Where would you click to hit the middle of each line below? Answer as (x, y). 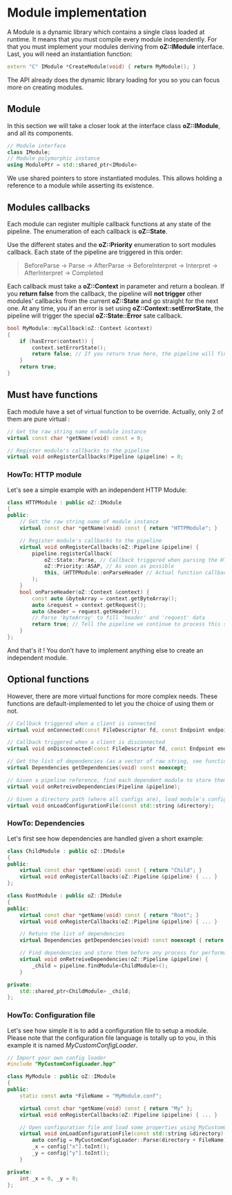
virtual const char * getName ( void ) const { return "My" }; (106, 1109)
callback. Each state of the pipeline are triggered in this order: (95, 252)
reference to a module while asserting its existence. (80, 185)
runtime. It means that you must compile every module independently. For (112, 39)
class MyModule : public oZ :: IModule (61, 1077)
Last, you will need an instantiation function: (70, 54)
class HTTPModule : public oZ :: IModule (65, 502)
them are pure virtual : (39, 419)
